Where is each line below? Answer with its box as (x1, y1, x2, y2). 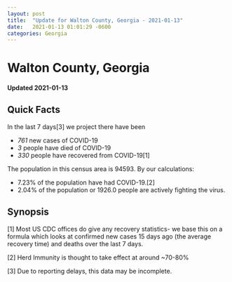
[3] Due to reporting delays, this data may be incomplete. (7, 267, 172, 275)
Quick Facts (7, 104, 61, 116)
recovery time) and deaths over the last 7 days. (7, 239, 144, 248)
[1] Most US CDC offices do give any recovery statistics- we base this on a (7, 224, 223, 233)
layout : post (7, 10, 46, 18)
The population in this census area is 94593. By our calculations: (7, 164, 195, 173)
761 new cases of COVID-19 (17, 136, 98, 145)
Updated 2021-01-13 (7, 83, 69, 92)
